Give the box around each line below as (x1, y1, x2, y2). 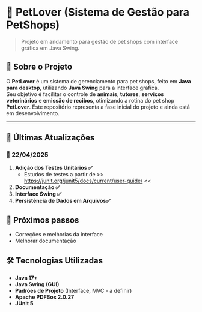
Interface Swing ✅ (14, 190, 62, 197)
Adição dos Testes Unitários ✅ (14, 164, 93, 172)
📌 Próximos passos (6, 215, 79, 225)
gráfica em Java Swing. (20, 44, 80, 52)
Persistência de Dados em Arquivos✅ (14, 197, 111, 205)
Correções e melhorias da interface (14, 231, 103, 238)
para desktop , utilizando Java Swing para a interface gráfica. (6, 84, 159, 91)
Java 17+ (14, 274, 38, 281)
